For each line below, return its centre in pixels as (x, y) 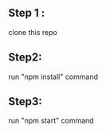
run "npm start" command (51, 121)
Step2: (25, 58)
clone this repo (33, 32)
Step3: (25, 102)
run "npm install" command (53, 76)
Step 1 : (27, 13)
